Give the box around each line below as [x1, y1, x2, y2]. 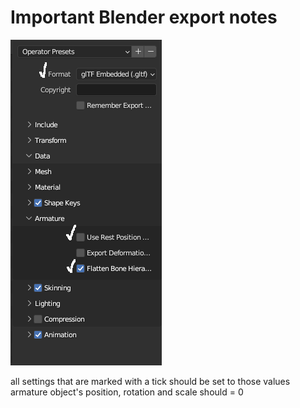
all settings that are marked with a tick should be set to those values [10, 375, 291, 387]
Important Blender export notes [10, 6, 278, 29]
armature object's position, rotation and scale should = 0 [10, 386, 244, 398]
